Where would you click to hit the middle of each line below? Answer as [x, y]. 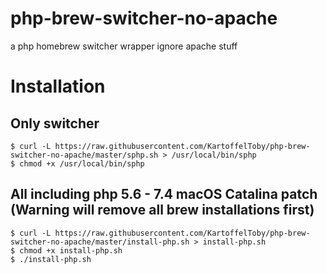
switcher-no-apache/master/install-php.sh [100, 242]
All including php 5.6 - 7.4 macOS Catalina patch [164, 194]
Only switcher [55, 123]
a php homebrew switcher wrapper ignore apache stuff [124, 46]
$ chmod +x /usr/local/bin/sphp [77, 163]
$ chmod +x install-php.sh [66, 250]
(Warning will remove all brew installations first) [162, 210]
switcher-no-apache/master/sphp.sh [84, 155]
